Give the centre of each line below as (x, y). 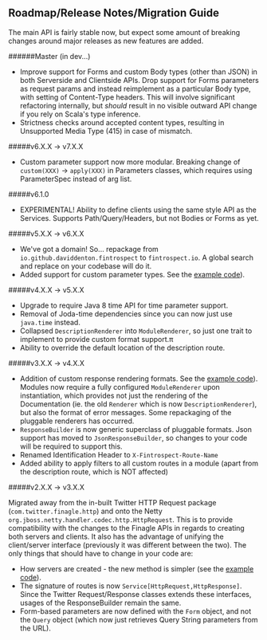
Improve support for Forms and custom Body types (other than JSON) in (138, 72)
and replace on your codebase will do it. (86, 265)
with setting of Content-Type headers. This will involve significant (127, 97)
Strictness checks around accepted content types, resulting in (122, 122)
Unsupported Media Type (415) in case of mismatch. (106, 131)
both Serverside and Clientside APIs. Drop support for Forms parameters (139, 80)
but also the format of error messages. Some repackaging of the (126, 412)
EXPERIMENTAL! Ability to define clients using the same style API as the (138, 210)
